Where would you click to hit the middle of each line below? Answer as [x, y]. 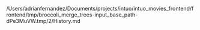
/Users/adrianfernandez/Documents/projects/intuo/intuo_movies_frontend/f [100, 9]
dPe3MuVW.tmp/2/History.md [43, 21]
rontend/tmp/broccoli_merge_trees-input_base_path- [72, 15]
